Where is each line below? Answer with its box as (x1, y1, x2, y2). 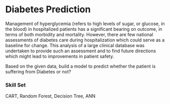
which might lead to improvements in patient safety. (5, 53, 114, 59)
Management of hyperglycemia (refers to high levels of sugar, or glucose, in (5, 20, 165, 27)
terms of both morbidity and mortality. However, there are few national (5, 31, 153, 37)
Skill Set (5, 81, 26, 88)
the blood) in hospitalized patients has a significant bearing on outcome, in (5, 26, 162, 32)
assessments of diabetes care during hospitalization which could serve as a (5, 37, 165, 43)
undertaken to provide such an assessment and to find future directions (5, 48, 156, 54)
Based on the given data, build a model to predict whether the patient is (5, 63, 156, 69)
